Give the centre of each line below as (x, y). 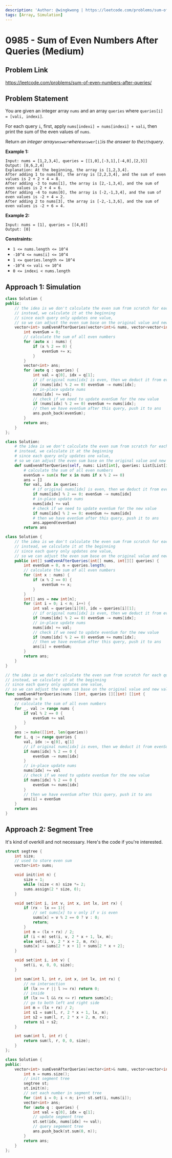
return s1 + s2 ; (41, 1022)
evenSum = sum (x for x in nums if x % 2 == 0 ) (74, 475)
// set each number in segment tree (63, 1093)
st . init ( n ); (37, 1088)
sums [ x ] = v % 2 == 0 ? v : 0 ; (66, 918)
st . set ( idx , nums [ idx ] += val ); (67, 1122)
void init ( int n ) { (35, 875)
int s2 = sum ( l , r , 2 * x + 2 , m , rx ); (66, 1017)
